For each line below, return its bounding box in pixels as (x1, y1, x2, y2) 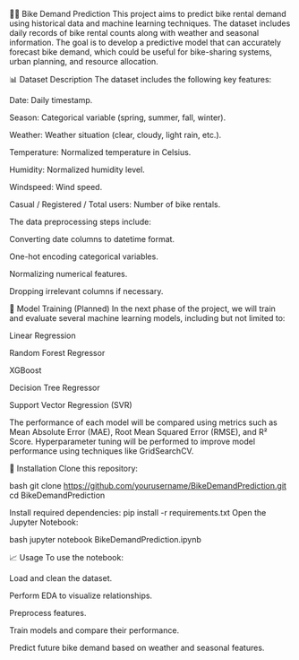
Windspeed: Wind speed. (9, 182, 103, 192)
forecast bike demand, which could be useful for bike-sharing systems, (9, 47, 272, 57)
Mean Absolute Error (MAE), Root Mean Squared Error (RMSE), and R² (9, 427, 268, 437)
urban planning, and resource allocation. (9, 56, 158, 66)
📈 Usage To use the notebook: (9, 552, 124, 562)
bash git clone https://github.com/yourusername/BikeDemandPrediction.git (9, 481, 286, 491)
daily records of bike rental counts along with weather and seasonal (9, 28, 260, 38)
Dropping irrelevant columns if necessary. (9, 286, 164, 296)
